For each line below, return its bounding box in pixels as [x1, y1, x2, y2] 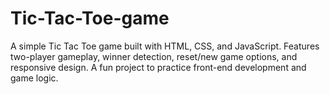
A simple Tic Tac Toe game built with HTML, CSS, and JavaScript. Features [10, 40, 320, 52]
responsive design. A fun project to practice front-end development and [10, 61, 307, 73]
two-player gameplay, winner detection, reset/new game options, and [10, 50, 298, 62]
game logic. [10, 72, 59, 84]
